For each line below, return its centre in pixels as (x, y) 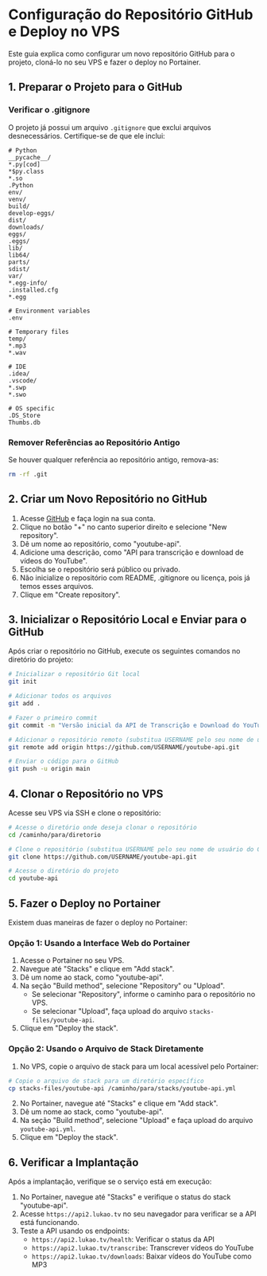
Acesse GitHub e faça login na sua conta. (87, 518)
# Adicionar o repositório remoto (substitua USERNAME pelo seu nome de (131, 740)
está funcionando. (49, 1223)
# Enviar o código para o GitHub (64, 762)
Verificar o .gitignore (49, 110)
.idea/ (19, 373)
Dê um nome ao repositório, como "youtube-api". (100, 544)
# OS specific (32, 408)
